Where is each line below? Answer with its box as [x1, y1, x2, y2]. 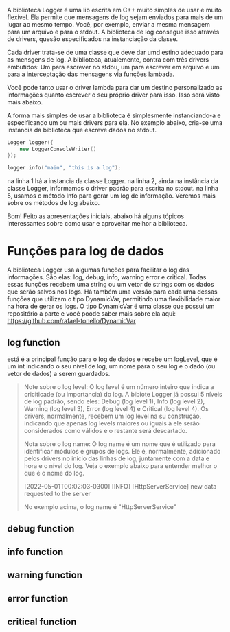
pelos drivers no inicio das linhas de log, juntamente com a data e [23, 454, 210, 463]
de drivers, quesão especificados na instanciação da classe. [7, 35, 179, 43]
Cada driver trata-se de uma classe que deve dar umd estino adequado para [7, 48, 224, 56]
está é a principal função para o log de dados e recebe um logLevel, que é [7, 355, 218, 363]
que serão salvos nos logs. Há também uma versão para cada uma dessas [7, 288, 218, 296]
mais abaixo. [7, 98, 43, 106]
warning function [7, 570, 82, 581]
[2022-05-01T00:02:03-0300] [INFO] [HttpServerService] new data [23, 482, 217, 491]
